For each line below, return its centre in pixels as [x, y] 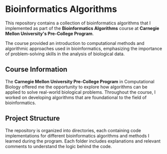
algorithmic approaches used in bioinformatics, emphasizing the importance [84, 48]
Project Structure [32, 118]
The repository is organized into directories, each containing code [73, 130]
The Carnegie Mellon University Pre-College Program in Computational [80, 81]
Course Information [36, 70]
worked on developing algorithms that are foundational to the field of [76, 97]
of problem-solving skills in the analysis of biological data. [65, 54]
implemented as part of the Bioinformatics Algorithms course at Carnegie [82, 28]
